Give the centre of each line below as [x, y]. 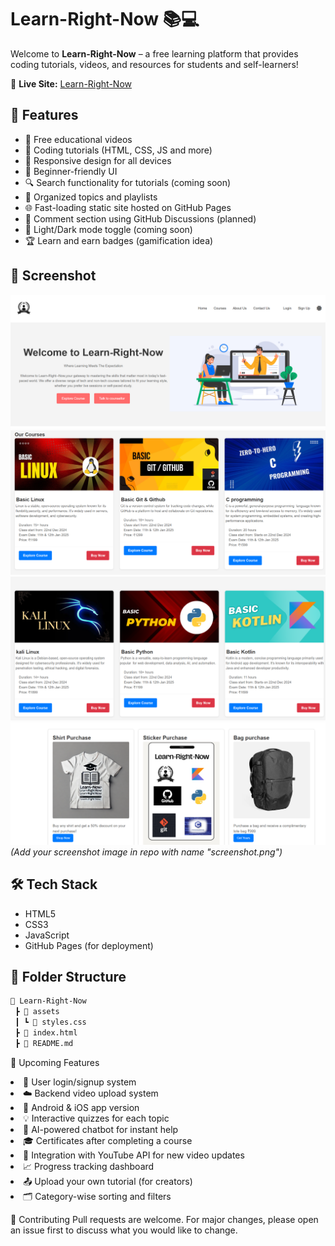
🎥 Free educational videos [78, 139]
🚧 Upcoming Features [55, 1062]
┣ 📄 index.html [46, 1032]
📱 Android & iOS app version [81, 1107]
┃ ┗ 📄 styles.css [50, 1022]
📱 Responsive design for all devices [98, 160]
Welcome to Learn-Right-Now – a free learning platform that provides [154, 53]
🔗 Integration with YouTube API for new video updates [134, 1155]
